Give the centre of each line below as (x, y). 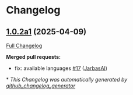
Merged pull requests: (34, 57)
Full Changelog (24, 45)
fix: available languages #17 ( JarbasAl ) (61, 68)
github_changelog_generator (41, 86)
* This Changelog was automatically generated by (67, 80)
